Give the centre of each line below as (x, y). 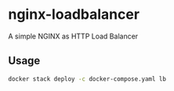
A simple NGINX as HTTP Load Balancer (73, 36)
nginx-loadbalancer (74, 15)
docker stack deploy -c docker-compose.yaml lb (87, 79)
